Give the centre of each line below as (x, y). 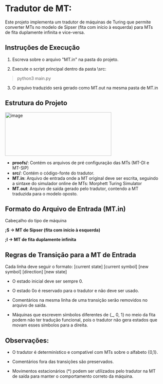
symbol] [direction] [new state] (36, 272)
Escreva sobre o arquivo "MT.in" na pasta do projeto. (65, 59)
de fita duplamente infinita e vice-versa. (45, 32)
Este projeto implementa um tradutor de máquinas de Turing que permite (78, 22)
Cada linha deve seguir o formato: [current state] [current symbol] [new (77, 267)
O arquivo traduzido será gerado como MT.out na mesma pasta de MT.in (85, 88)
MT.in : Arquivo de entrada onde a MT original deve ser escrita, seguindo (85, 178)
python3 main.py (34, 78)
